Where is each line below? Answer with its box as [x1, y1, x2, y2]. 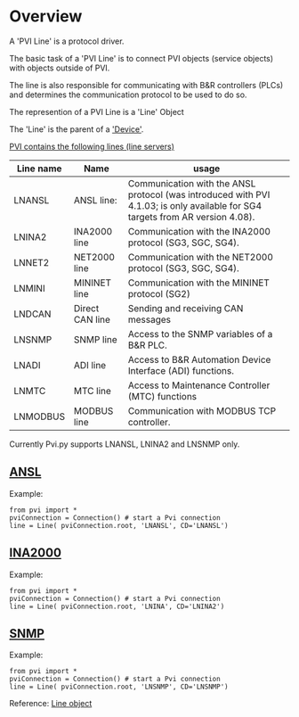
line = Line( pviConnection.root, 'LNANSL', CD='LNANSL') [9, 521, 229, 530]
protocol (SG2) [127, 287, 191, 300]
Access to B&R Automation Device [127, 353, 271, 366]
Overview [9, 6, 83, 27]
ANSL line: [73, 194, 117, 206]
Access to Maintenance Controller [127, 379, 271, 391]
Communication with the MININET [127, 276, 270, 289]
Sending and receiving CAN [127, 301, 244, 314]
